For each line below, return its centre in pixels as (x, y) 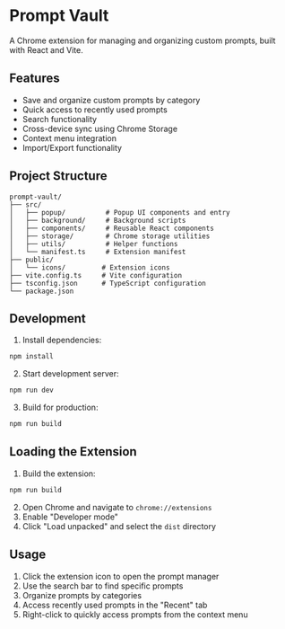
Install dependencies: (62, 340)
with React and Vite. (46, 49)
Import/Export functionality (72, 147)
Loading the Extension (73, 452)
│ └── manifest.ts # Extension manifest (98, 252)
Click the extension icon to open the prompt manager (121, 576)
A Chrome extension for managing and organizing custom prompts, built (142, 40)
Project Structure (58, 176)
